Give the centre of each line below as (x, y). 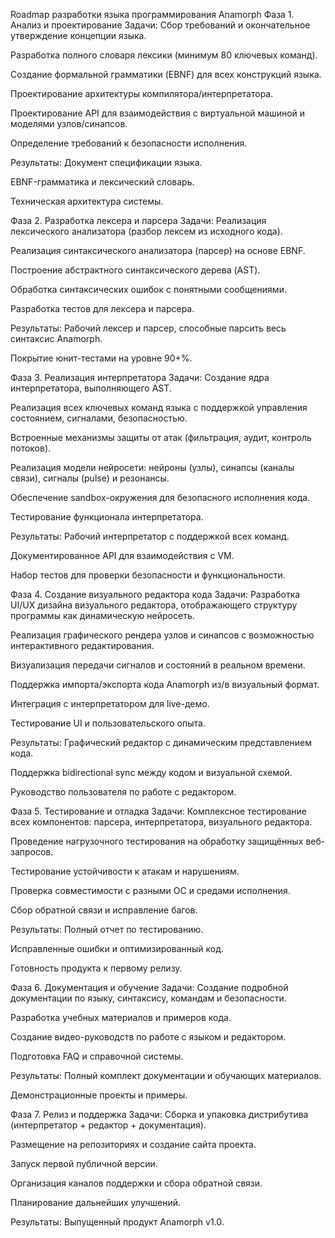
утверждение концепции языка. (78, 35)
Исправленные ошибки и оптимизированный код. (117, 948)
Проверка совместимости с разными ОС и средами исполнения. (150, 890)
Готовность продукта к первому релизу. (96, 968)
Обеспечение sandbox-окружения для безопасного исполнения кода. (160, 497)
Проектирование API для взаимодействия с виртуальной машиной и (158, 113)
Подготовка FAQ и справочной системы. (97, 1056)
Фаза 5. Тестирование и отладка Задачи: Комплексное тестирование (159, 811)
